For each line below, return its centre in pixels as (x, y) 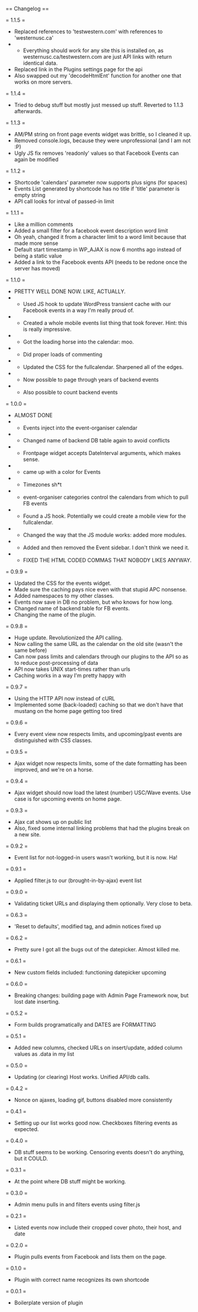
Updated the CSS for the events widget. (63, 583)
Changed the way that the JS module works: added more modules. (105, 535)
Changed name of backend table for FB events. (72, 608)
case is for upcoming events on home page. (68, 799)
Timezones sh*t (42, 485)
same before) (31, 650)
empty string (30, 195)
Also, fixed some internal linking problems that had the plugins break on (102, 828)
